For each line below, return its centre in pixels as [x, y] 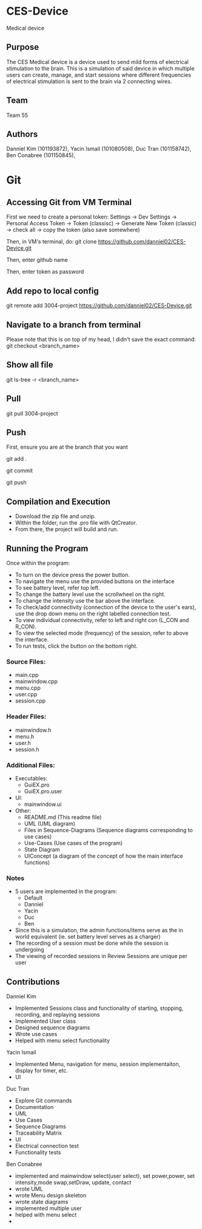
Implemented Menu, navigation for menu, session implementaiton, [98, 1064]
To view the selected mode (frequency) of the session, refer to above [102, 633]
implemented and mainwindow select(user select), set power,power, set [105, 1176]
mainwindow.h [33, 730]
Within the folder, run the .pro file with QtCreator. [76, 523]
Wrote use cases [36, 1034]
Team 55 [17, 115]
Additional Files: [31, 765]
